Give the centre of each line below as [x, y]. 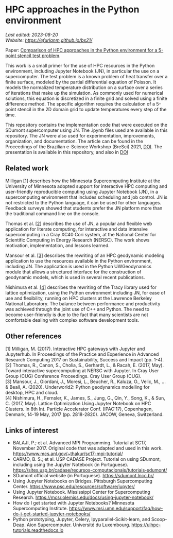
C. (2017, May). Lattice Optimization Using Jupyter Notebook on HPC [78, 403]
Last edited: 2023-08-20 [32, 34]
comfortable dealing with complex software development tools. [72, 320]
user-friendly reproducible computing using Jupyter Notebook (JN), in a [82, 192]
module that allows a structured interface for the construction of [73, 272]
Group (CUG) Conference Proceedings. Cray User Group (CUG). [73, 376]
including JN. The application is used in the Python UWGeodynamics [79, 266]
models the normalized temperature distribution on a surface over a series [84, 87]
